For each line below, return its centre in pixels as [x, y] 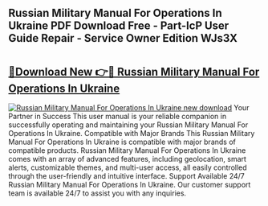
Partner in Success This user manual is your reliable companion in [118, 116]
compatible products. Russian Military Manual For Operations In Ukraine [127, 150]
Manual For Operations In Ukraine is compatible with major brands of [122, 142]
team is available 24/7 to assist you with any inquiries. [97, 193]
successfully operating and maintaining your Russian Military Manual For [128, 125]
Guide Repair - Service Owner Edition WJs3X [123, 38]
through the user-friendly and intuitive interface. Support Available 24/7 [126, 176]
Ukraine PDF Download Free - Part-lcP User [119, 26]
